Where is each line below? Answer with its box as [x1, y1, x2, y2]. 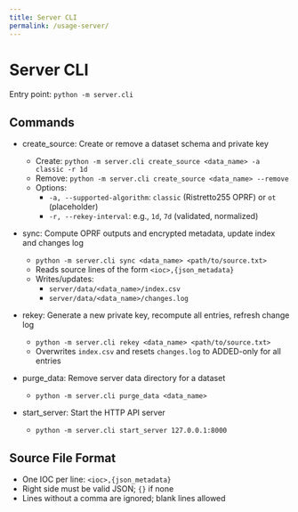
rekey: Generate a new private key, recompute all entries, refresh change [21, 310, 290, 321]
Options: [35, 183, 67, 193]
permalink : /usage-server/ [9, 21, 109, 30]
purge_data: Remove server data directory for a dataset [21, 373, 226, 384]
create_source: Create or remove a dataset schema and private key [21, 139, 270, 150]
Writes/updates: [35, 273, 95, 285]
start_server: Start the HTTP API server [21, 407, 166, 419]
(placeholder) [48, 201, 99, 212]
